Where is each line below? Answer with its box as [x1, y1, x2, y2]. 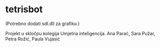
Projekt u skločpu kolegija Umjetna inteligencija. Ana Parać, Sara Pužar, [5, 30, 155, 36]
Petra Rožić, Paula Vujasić [5, 36, 60, 42]
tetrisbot [5, 4, 43, 15]
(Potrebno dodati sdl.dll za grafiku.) [5, 20, 80, 27]
